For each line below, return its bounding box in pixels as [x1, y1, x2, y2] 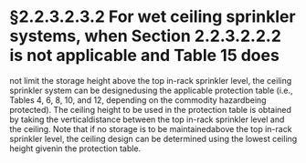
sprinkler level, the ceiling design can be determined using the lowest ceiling [9, 133, 298, 144]
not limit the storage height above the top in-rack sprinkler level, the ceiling [9, 75, 292, 86]
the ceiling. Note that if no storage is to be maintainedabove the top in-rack [9, 123, 292, 134]
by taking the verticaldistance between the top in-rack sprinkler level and [9, 114, 285, 125]
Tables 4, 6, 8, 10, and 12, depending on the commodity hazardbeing [9, 94, 267, 106]
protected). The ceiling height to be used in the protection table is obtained [9, 104, 292, 115]
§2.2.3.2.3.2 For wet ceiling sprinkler [9, 6, 296, 27]
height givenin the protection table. [9, 143, 142, 154]
